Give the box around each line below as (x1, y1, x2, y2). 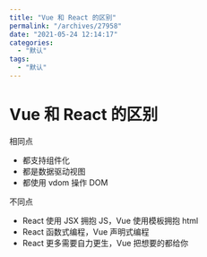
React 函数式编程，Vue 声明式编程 (22, 226, 150, 237)
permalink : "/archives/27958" (9, 21, 123, 30)
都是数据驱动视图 (22, 166, 86, 176)
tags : (9, 55, 30, 64)
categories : (9, 38, 54, 47)
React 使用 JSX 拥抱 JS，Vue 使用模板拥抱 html (22, 215, 199, 226)
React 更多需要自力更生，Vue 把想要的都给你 (22, 237, 189, 248)
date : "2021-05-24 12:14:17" (9, 30, 118, 39)
